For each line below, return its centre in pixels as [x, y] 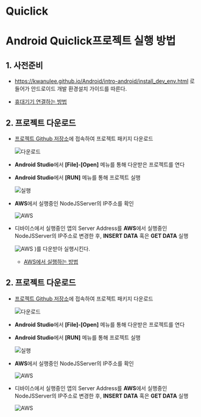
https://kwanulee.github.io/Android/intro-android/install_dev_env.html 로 [105, 81]
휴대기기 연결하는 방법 [41, 102]
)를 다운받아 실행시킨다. [62, 249]
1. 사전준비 [24, 65]
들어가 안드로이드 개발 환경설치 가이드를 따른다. [71, 89]
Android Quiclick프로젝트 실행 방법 [91, 41]
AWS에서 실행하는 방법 [51, 262]
